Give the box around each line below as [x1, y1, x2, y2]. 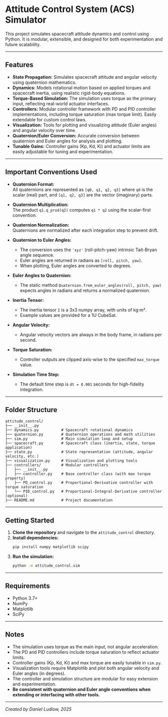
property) [5, 476, 26, 481]
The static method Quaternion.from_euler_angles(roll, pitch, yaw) [19, 282, 162, 288]
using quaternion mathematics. [12, 79, 76, 85]
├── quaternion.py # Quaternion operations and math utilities [5, 432, 155, 437]
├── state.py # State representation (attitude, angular [5, 450, 153, 455]
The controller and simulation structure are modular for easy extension [12, 675, 158, 681]
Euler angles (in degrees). [12, 670, 66, 676]
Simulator [5, 14, 46, 26]
